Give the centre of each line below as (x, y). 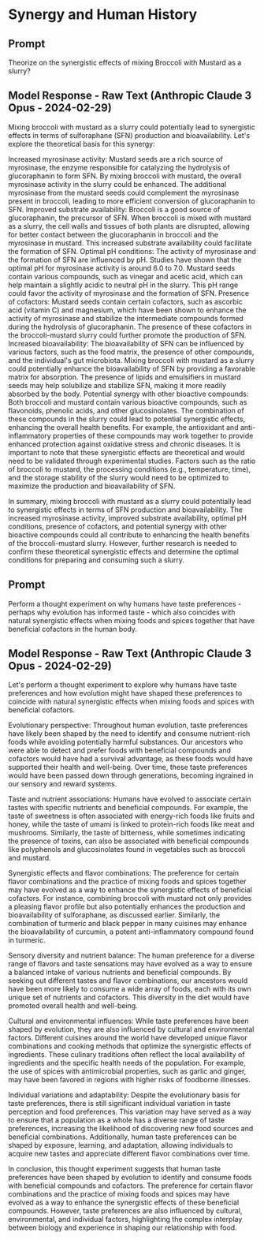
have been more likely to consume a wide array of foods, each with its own (130, 989)
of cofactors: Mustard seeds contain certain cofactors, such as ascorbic (125, 301)
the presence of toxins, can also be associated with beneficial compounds (129, 841)
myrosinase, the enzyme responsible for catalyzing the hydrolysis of (119, 167)
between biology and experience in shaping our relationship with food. (123, 1227)
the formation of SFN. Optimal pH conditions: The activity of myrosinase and (132, 251)
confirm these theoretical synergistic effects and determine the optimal (123, 551)
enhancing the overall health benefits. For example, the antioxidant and (123, 427)
